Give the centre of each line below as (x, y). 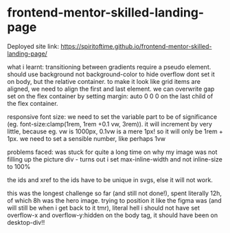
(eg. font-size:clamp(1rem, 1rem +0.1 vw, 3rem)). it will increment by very (110, 124)
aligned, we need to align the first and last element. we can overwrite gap (111, 89)
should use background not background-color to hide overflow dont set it (111, 74)
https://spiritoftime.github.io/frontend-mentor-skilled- (136, 46)
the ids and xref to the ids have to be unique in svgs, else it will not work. (110, 179)
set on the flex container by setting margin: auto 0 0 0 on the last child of (110, 96)
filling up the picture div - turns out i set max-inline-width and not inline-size (115, 159)
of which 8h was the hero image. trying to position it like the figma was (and (114, 200)
